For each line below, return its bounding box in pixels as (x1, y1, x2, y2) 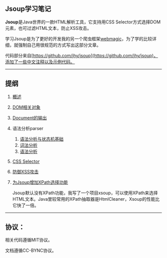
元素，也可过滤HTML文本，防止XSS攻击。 (5, 25, 92, 31)
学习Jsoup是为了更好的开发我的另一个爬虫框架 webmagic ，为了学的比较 (5, 35, 153, 41)
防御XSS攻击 (12, 168, 39, 174)
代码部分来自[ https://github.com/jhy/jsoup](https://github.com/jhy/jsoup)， (5, 52, 158, 58)
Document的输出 (12, 115, 47, 121)
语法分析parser (12, 125, 44, 131)
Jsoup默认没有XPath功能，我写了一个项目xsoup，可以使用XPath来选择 (12, 190, 158, 196)
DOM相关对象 (12, 104, 41, 110)
